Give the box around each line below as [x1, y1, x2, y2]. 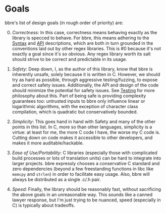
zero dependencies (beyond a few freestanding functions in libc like [12, 166, 154, 172]
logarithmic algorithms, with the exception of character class [12, 103, 138, 109]
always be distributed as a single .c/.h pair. [12, 176, 101, 182]
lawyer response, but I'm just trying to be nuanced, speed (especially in [12, 197, 161, 203]
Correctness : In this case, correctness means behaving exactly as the [12, 29, 157, 35]
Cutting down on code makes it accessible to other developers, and [12, 134, 153, 140]
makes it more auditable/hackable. [12, 139, 84, 146]
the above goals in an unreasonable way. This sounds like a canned [12, 191, 153, 197]
